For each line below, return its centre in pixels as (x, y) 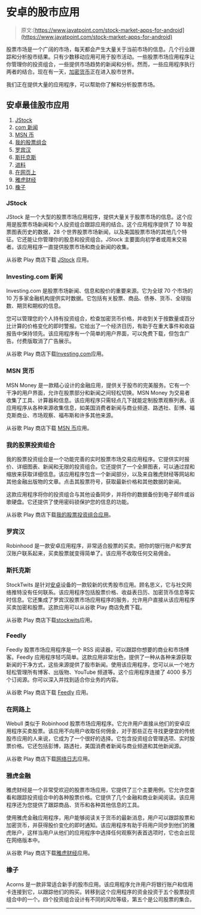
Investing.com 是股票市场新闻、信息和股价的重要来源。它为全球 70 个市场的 (100, 291)
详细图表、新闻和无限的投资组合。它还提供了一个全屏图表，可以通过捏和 (106, 466)
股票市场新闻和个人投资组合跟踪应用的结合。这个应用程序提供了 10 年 (102, 224)
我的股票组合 (31, 142)
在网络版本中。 (25, 840)
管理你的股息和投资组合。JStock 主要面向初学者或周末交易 (115, 239)
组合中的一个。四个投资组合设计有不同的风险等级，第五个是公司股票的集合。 (100, 899)
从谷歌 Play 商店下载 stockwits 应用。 (51, 620)
